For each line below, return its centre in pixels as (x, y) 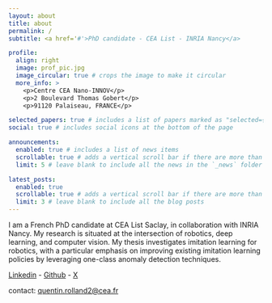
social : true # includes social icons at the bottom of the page (121, 128)
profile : (23, 53)
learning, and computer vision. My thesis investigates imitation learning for (133, 242)
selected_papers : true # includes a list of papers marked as (115, 120)
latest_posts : (32, 179)
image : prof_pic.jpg (50, 68)
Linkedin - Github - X (43, 275)
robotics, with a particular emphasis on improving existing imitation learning (134, 250)
